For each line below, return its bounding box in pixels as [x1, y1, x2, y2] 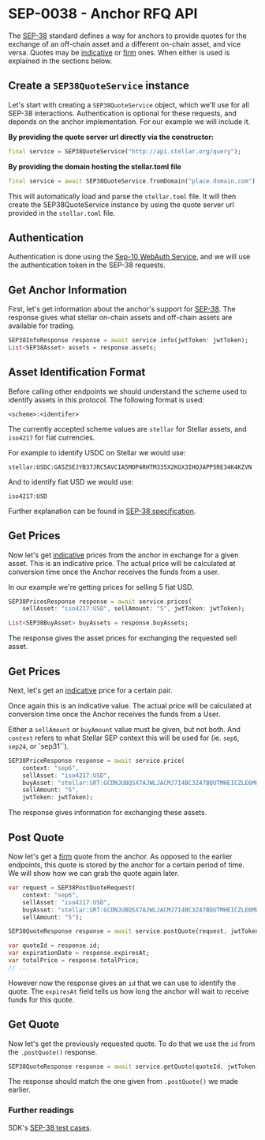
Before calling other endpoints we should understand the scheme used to [8, 387, 247, 396]
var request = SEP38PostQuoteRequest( [8, 884, 136, 892]
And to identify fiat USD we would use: [8, 477, 134, 486]
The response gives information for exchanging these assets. [8, 808, 207, 817]
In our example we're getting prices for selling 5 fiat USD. [8, 582, 194, 591]
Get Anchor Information [8, 283, 128, 296]
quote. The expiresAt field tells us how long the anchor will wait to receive [8, 986, 250, 996]
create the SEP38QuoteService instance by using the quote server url [8, 199, 235, 210]
